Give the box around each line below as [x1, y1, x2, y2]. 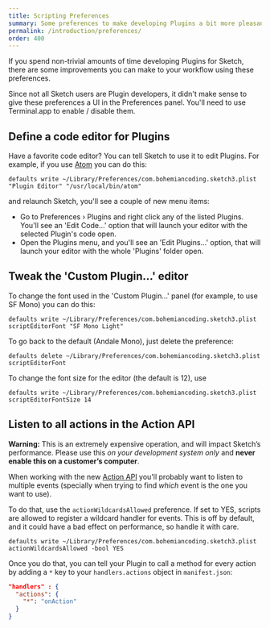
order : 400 [8, 34, 45, 43]
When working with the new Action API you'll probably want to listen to [8, 472, 243, 481]
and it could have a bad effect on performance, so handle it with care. [8, 522, 239, 531]
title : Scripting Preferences [8, 11, 110, 20]
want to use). [8, 489, 52, 498]
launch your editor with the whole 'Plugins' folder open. [19, 247, 204, 256]
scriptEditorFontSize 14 [8, 396, 92, 404]
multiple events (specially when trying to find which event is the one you [8, 480, 247, 490]
